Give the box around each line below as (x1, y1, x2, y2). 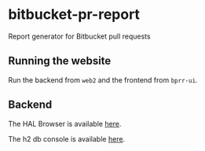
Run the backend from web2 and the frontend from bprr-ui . (8, 75, 198, 84)
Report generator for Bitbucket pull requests (8, 31, 151, 41)
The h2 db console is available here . (8, 134, 126, 143)
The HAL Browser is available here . (8, 119, 122, 128)
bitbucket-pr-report (8, 6, 140, 24)
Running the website (8, 54, 112, 68)
